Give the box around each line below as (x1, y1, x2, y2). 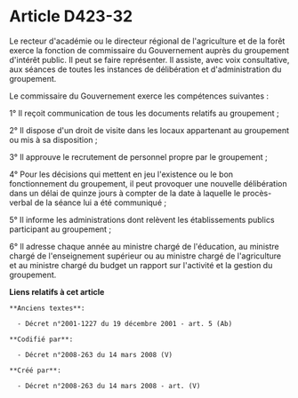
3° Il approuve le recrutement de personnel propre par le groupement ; (9, 151, 269, 162)
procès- (242, 187, 272, 198)
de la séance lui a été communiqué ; (34, 197, 167, 208)
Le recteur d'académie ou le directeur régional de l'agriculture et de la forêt (9, 36, 286, 46)
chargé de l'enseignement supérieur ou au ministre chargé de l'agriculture (9, 251, 282, 261)
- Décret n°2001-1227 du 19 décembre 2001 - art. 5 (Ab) (17, 319, 233, 328)
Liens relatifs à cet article (9, 286, 105, 297)
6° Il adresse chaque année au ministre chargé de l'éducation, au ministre (9, 241, 279, 251)
